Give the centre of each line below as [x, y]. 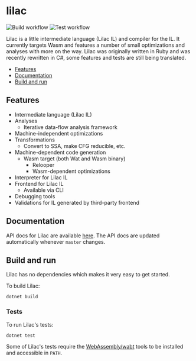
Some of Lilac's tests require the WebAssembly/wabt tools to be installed [95, 346]
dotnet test [21, 336]
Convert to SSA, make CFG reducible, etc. [74, 146]
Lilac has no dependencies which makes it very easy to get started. [88, 275]
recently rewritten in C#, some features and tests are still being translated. [96, 57]
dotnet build [22, 297]
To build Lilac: [23, 286]
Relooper [43, 165]
